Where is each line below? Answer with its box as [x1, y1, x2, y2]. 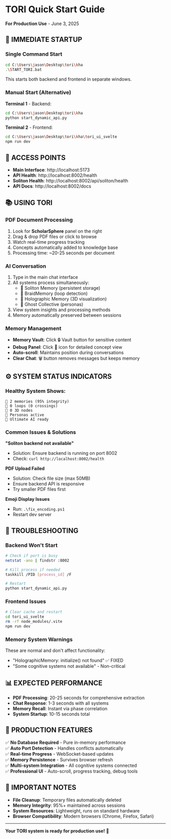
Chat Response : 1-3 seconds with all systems [12, 700, 109, 706]
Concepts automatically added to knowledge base [12, 244, 118, 250]
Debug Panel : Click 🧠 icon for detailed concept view [12, 344, 123, 351]
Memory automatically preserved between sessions [12, 312, 122, 318]
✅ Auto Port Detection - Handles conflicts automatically [5, 745, 124, 751]
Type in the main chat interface [12, 274, 78, 280]
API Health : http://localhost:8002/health [12, 172, 98, 178]
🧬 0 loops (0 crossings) [5, 403, 58, 408]
